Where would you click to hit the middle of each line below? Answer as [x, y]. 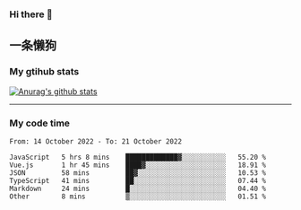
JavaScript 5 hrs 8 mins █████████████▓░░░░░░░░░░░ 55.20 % [138, 157]
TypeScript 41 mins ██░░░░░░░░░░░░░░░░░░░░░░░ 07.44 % [138, 180]
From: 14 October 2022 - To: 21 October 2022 [95, 141]
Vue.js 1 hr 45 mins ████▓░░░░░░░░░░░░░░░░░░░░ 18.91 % [138, 165]
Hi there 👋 [31, 14]
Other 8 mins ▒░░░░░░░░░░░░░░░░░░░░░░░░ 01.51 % [138, 197]
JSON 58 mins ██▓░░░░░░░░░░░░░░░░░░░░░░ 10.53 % [138, 173]
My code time [39, 123]
